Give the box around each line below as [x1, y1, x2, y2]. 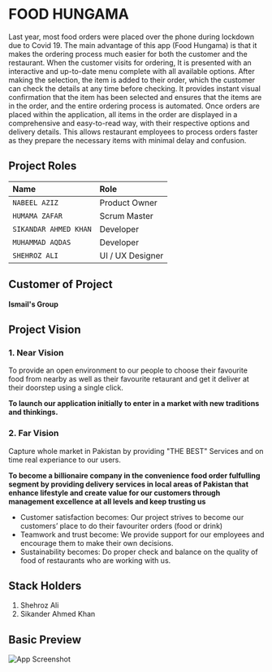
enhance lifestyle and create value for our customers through [8, 487, 221, 497]
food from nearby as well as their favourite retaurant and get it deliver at [8, 374, 249, 384]
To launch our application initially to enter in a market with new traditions [8, 399, 260, 408]
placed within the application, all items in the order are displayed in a [8, 109, 238, 119]
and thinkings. [8, 408, 58, 417]
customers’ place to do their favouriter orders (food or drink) [19, 521, 223, 530]
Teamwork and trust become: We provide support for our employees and [19, 530, 265, 539]
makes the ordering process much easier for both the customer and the [8, 49, 248, 59]
